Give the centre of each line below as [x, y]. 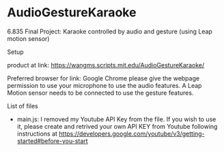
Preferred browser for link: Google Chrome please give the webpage [103, 78]
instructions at [37, 134]
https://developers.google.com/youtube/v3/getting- [132, 134]
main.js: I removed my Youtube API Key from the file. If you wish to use [116, 119]
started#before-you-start [52, 140]
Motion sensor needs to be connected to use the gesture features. [100, 93]
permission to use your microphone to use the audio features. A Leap [104, 85]
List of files [23, 106]
